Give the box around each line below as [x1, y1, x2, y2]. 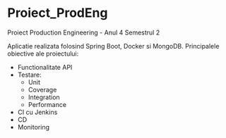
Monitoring [17, 123, 49, 131]
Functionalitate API [17, 63, 73, 71]
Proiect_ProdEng [7, 5, 108, 21]
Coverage [28, 85, 57, 94]
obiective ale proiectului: [7, 49, 79, 58]
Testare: [17, 70, 42, 79]
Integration [28, 93, 60, 101]
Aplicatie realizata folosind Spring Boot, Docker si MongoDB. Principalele [7, 42, 220, 50]
